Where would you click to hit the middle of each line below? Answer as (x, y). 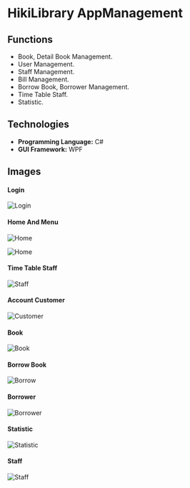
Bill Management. (43, 79)
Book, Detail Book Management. (65, 56)
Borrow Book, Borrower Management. (74, 87)
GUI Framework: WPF (50, 149)
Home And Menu (33, 222)
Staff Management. (46, 72)
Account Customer (36, 300)
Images (24, 172)
